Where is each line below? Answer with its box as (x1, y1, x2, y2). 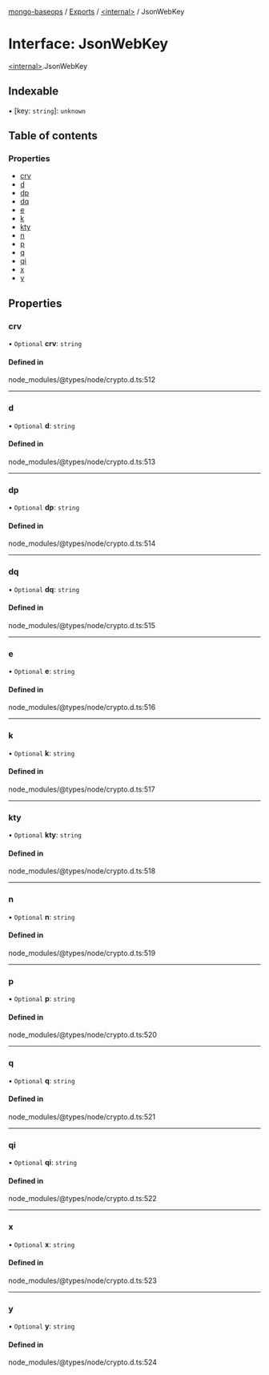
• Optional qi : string (8, 1158, 78, 1167)
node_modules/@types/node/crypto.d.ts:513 (8, 457, 156, 466)
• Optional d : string (8, 421, 75, 430)
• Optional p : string (8, 994, 75, 1004)
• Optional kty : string (8, 830, 82, 840)
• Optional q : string (8, 1075, 75, 1085)
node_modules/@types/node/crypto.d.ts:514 (8, 538, 156, 548)
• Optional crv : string (8, 339, 82, 349)
